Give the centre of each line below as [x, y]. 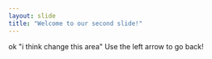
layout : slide [32, 16]
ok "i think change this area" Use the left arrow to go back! [106, 46]
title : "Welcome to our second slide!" [76, 23]
